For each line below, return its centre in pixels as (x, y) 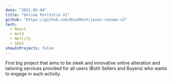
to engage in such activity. (33, 74)
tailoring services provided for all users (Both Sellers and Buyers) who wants (86, 68)
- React (18, 29)
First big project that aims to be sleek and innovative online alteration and (83, 63)
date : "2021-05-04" (26, 10)
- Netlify (20, 39)
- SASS (17, 44)
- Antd (17, 34)
